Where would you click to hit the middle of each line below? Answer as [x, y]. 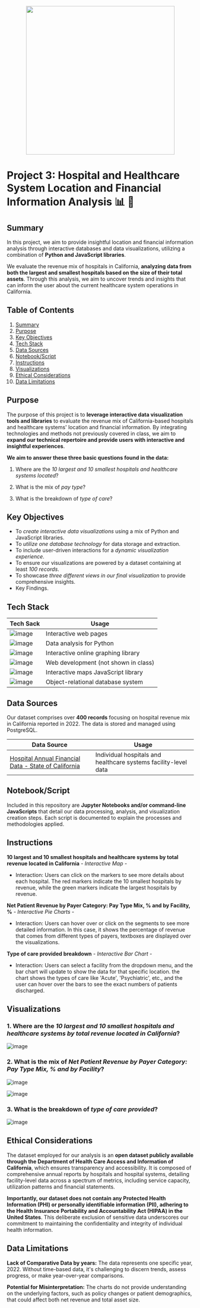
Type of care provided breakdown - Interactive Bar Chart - [80, 954]
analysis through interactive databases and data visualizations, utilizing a [96, 249]
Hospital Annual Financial [45, 759]
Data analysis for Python [80, 643]
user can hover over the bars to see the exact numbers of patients [96, 984]
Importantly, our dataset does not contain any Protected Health [86, 1198]
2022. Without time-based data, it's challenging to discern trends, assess [96, 1269]
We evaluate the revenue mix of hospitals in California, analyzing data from [99, 266]
